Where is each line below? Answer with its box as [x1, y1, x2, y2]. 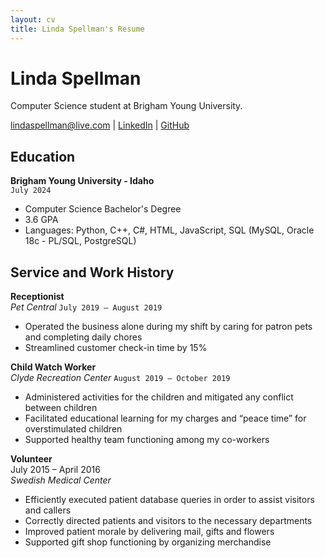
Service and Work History [10, 264, 175, 281]
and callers [24, 504, 72, 516]
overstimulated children [24, 423, 123, 435]
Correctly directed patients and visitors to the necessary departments [24, 515, 313, 527]
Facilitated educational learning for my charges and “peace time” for [24, 412, 307, 425]
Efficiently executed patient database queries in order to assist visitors [24, 494, 315, 506]
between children [24, 402, 98, 414]
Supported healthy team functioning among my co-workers [24, 434, 270, 446]
